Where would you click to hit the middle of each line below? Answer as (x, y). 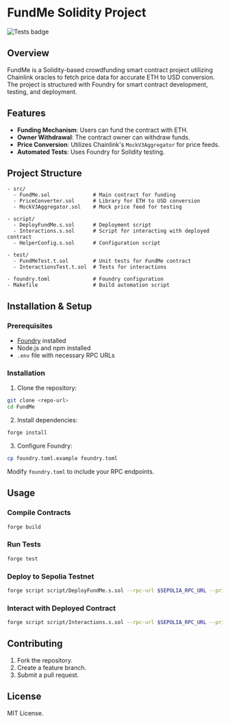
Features (26, 114)
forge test (23, 559)
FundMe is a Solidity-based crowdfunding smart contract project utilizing (110, 69)
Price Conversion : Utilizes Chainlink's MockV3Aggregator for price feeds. (118, 144)
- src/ (16, 189)
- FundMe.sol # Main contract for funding (94, 195)
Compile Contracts (39, 513)
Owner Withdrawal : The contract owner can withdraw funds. (103, 137)
